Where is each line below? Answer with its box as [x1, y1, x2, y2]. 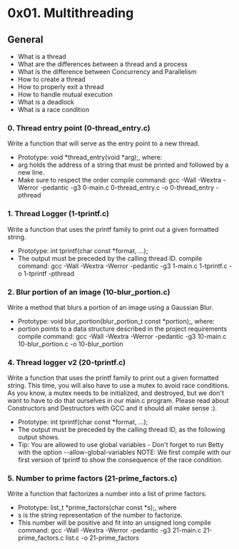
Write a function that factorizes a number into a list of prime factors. [7, 490, 207, 498]
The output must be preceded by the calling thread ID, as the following [17, 426, 225, 434]
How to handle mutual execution [17, 91, 113, 98]
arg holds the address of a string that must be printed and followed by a [17, 160, 229, 169]
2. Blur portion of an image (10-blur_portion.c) [7, 287, 171, 297]
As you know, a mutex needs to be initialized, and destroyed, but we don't [7, 389, 225, 397]
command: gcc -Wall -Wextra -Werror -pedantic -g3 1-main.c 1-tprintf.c [17, 262, 228, 270]
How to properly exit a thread [17, 83, 104, 91]
